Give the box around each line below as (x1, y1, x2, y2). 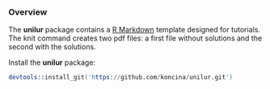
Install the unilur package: (8, 57, 95, 67)
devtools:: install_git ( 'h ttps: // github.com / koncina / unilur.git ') (8, 74, 233, 82)
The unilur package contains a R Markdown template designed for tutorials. (8, 25, 261, 35)
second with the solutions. (8, 42, 96, 52)
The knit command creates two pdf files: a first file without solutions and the (8, 33, 263, 43)
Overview (8, 6, 48, 18)
